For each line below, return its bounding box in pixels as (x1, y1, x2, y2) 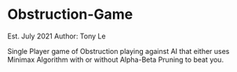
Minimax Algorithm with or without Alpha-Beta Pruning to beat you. (7, 55, 224, 64)
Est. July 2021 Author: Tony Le (7, 31, 107, 41)
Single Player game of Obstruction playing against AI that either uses (7, 46, 230, 56)
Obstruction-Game (7, 5, 133, 23)
